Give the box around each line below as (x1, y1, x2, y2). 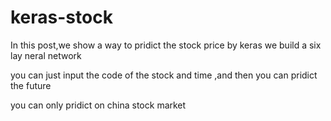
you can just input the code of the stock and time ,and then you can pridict (10, 69, 318, 81)
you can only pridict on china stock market (10, 99, 187, 111)
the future (10, 79, 52, 91)
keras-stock (10, 6, 113, 29)
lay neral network (10, 49, 82, 61)
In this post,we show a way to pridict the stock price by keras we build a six (10, 39, 322, 51)
